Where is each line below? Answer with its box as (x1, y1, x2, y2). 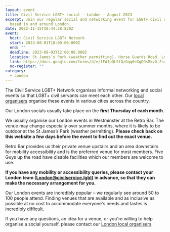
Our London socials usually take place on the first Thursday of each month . (5, 107, 164, 114)
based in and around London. (10, 21, 71, 27)
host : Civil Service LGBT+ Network (10, 36, 85, 41)
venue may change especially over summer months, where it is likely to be (5, 122, 160, 129)
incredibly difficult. (5, 206, 45, 212)
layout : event (5, 7, 35, 13)
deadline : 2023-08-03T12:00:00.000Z (10, 50, 87, 55)
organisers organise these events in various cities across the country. (5, 98, 150, 104)
